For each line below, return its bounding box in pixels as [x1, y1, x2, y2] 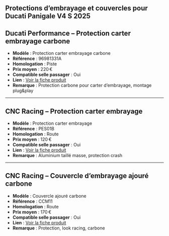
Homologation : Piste [12, 61, 57, 67]
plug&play [12, 88, 34, 94]
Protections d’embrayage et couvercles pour [5, 4, 148, 13]
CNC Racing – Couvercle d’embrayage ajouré [5, 172, 149, 180]
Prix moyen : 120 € [12, 136, 52, 142]
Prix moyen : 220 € [12, 66, 53, 72]
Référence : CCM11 [12, 198, 53, 204]
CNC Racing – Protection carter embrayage [5, 107, 143, 115]
